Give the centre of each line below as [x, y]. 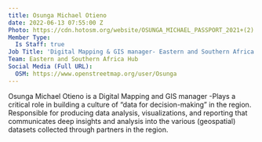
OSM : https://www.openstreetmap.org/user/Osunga [96, 74]
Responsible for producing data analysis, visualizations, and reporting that [128, 113]
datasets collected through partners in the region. [88, 129]
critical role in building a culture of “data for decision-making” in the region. [130, 104]
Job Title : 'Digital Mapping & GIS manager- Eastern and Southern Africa [131, 52]
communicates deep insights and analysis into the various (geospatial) [122, 121]
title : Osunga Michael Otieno [58, 15]
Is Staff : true [40, 45]
